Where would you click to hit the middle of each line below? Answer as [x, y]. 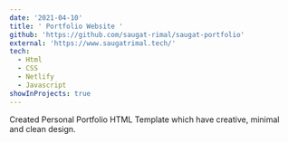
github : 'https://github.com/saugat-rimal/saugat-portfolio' [127, 34]
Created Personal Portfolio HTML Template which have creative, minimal [144, 119]
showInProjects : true [50, 93]
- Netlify [36, 77]
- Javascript [42, 85]
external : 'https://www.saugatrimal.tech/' [93, 43]
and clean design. [43, 129]
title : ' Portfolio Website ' [67, 26]
